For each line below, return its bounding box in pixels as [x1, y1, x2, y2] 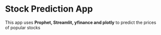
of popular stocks [5, 24, 40, 30]
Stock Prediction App [5, 3, 93, 15]
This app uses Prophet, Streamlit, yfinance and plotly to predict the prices [5, 19, 157, 25]
